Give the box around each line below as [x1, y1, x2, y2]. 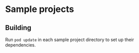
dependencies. [5, 42, 36, 48]
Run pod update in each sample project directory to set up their [5, 36, 135, 42]
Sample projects [5, 3, 74, 15]
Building [5, 23, 31, 32]
